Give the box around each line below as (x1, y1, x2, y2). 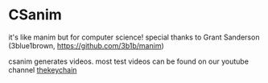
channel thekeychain (8, 64, 77, 74)
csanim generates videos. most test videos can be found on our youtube (8, 56, 249, 66)
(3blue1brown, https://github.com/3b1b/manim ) (8, 40, 165, 50)
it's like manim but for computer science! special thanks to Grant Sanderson (8, 32, 260, 42)
